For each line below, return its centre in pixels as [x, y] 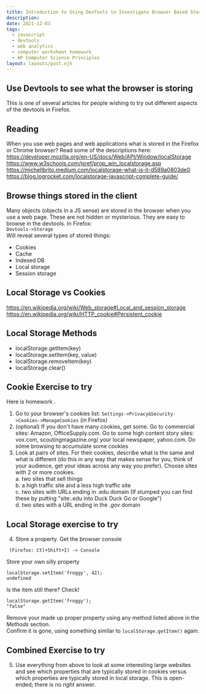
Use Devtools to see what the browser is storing [100, 88]
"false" [16, 606]
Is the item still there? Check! [43, 590]
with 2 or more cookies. [45, 472]
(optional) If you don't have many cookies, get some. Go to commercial [105, 427]
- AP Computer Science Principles [56, 58]
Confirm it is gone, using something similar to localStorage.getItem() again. [103, 631]
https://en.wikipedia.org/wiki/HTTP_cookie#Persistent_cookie [84, 314]
